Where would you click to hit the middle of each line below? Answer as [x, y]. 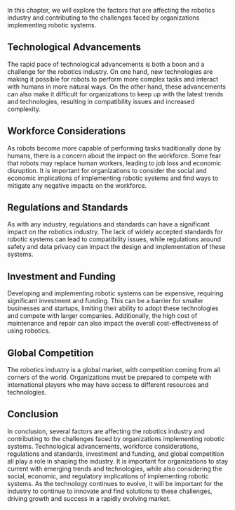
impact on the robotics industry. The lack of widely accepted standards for [115, 232]
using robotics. [29, 331]
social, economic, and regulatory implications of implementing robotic [108, 476]
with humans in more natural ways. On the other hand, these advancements [117, 87]
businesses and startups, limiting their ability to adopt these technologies [113, 308]
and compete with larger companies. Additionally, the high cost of [102, 316]
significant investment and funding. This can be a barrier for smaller [105, 301]
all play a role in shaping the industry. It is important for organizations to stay [118, 461]
